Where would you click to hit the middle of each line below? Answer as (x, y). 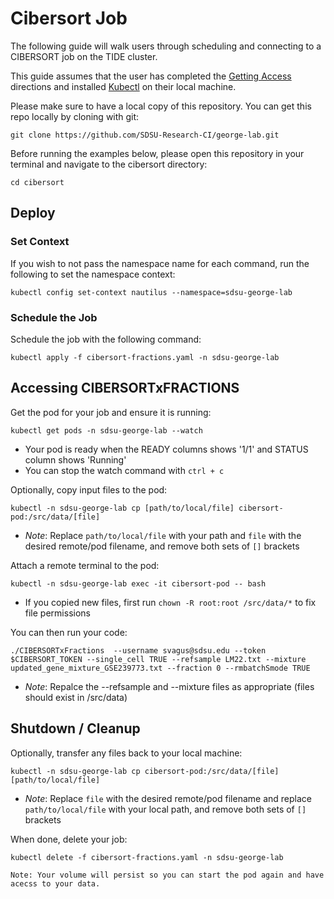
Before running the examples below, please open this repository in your (157, 153)
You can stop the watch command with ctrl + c (124, 470)
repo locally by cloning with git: (75, 116)
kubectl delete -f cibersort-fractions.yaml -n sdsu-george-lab (147, 857)
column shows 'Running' (75, 459)
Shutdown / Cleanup (75, 728)
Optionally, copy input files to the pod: (89, 489)
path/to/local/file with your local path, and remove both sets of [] (165, 809)
